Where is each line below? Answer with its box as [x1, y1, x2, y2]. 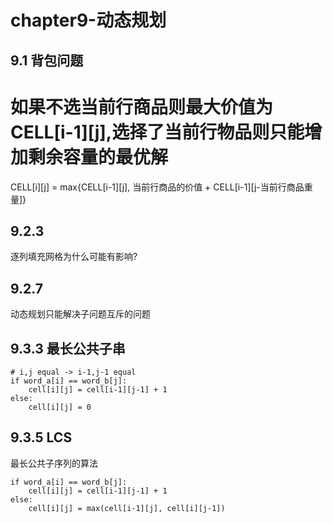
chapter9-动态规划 [10, 9, 167, 32]
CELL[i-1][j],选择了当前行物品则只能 [10, 121, 305, 143]
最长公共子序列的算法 [10, 457, 98, 469]
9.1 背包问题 [10, 52, 84, 69]
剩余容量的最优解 [28, 146, 169, 168]
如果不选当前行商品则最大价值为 [10, 96, 274, 118]
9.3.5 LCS [10, 429, 73, 446]
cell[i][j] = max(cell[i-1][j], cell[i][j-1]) [28, 503, 226, 513]
